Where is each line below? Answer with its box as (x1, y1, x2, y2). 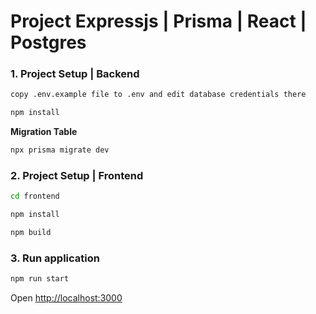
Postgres (10, 31, 87, 54)
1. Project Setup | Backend (10, 67, 140, 81)
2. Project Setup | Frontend (10, 169, 144, 183)
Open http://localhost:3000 (10, 292, 123, 304)
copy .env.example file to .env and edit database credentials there (10, 90, 307, 100)
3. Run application (10, 251, 100, 265)
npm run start (10, 274, 70, 284)
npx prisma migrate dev (10, 145, 110, 155)
